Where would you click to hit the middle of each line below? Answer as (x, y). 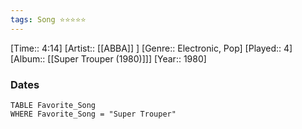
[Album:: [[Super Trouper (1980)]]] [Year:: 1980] (108, 58)
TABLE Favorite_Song (53, 105)
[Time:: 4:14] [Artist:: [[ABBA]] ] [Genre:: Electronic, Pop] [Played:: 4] (151, 48)
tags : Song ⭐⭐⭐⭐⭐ (48, 19)
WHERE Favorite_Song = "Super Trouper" (93, 114)
